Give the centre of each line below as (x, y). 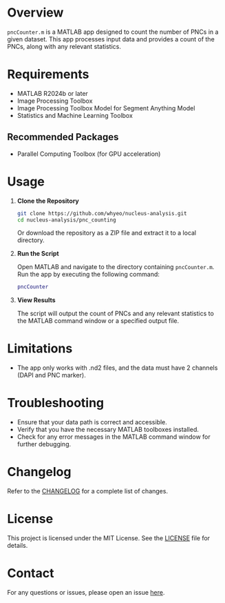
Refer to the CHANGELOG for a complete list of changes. (88, 491)
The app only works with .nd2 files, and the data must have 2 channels (117, 368)
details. (18, 545)
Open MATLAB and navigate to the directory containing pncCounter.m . (116, 267)
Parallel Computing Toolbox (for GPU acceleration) (89, 154)
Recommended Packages (63, 137)
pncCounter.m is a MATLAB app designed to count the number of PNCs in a (113, 32)
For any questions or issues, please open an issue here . (86, 592)
